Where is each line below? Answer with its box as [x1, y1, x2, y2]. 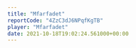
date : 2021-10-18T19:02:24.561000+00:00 [7, 30, 130, 37]
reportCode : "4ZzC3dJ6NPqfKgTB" [7, 17, 103, 24]
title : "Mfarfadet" [7, 10, 66, 18]
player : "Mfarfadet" [7, 23, 69, 30]
